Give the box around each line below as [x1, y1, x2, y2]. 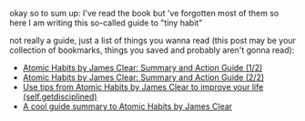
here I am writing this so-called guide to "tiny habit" [9, 17, 203, 28]
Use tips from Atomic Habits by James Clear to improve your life [22, 82, 264, 92]
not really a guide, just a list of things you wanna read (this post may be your [9, 35, 296, 45]
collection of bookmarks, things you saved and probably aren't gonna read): [9, 45, 295, 55]
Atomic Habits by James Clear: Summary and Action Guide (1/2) [22, 63, 263, 73]
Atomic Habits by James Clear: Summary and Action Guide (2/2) [22, 72, 265, 83]
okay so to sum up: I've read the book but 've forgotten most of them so [9, 8, 280, 18]
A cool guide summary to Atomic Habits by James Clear [22, 101, 233, 112]
